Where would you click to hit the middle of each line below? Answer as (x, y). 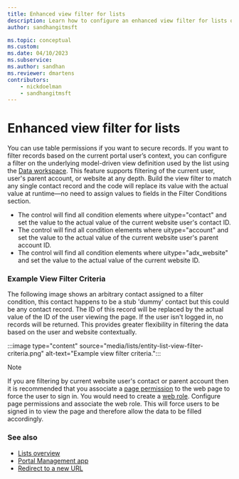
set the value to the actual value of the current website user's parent (118, 238)
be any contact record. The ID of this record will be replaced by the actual (116, 309)
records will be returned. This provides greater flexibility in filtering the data (118, 324)
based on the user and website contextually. (72, 332)
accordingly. (26, 419)
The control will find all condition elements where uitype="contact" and (122, 215)
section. (19, 201)
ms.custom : (23, 47)
